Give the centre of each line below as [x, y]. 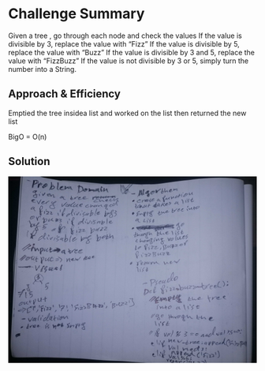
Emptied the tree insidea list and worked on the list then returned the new [127, 113]
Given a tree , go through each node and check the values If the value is [125, 36]
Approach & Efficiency [64, 94]
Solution [29, 161]
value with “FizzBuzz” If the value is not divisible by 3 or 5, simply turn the [129, 61]
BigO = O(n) [28, 137]
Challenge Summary [77, 14]
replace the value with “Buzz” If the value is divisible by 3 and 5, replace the [131, 52]
